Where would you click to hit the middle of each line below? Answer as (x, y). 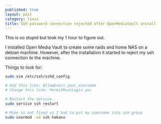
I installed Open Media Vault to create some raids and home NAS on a (76, 47)
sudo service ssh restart (32, 104)
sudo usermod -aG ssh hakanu (35, 117)
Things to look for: (24, 67)
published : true (22, 10)
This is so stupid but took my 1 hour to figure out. (55, 38)
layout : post (19, 14)
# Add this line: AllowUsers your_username (51, 86)
